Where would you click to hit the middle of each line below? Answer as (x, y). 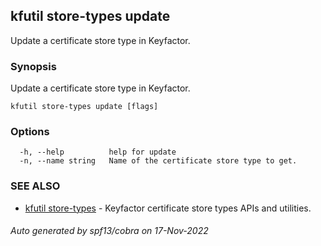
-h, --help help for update (98, 152)
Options (30, 132)
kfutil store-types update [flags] (84, 107)
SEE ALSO (35, 186)
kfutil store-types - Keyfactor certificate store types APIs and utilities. (168, 208)
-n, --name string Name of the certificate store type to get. (158, 161)
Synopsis (33, 66)
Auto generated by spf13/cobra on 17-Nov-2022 (109, 231)
